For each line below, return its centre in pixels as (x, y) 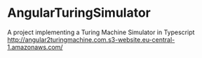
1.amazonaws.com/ (35, 47)
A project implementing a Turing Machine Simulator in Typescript (101, 32)
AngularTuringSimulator (79, 13)
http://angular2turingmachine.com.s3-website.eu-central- (91, 39)
